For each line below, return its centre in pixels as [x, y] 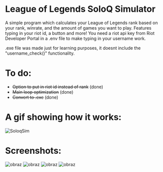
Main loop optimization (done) [43, 92]
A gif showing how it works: [63, 117]
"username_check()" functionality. [40, 53]
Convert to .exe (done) [35, 97]
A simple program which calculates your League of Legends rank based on [81, 23]
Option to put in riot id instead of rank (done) [58, 87]
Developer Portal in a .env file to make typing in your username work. [76, 38]
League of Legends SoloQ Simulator [80, 9]
